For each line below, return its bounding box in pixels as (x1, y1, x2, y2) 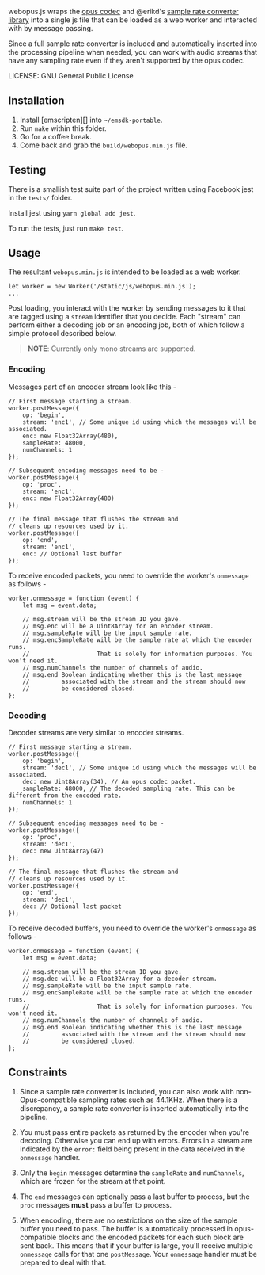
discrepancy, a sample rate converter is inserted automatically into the (19, 1103, 249, 1113)
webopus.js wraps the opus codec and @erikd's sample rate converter (8, 7, 239, 16)
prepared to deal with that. (19, 1258, 107, 1267)
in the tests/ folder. (8, 193, 73, 202)
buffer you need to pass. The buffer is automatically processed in (19, 1223, 233, 1233)
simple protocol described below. (8, 329, 117, 338)
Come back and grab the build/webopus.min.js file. (19, 140, 188, 150)
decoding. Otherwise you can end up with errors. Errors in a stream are (19, 1136, 252, 1145)
